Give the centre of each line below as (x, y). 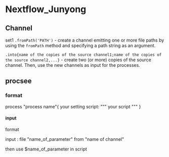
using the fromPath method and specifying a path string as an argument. (80, 46)
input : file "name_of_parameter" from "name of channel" (65, 139)
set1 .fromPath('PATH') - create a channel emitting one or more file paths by (85, 40)
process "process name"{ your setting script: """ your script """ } (73, 106)
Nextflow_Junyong (46, 9)
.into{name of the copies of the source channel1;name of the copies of (83, 55)
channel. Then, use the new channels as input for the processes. (73, 65)
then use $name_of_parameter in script (46, 149)
